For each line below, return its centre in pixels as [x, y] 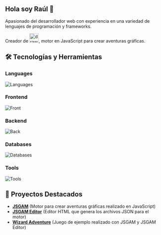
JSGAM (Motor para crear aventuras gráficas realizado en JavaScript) [84, 206]
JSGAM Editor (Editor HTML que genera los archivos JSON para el [80, 211]
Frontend [16, 97]
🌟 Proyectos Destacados [44, 194]
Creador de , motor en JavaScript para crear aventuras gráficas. [75, 41]
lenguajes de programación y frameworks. [48, 26]
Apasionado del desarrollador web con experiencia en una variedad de [78, 21]
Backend [16, 121]
